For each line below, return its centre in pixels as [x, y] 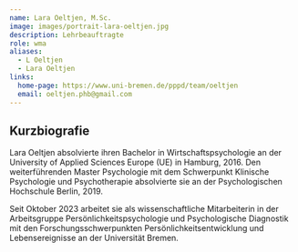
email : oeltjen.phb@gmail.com [75, 94]
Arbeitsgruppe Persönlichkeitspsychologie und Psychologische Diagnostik [149, 218]
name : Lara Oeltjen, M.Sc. [61, 18]
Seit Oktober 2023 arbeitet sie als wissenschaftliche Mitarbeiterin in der [144, 209]
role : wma [28, 43]
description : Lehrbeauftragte [67, 35]
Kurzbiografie [50, 131]
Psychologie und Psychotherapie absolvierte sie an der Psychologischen [146, 182]
